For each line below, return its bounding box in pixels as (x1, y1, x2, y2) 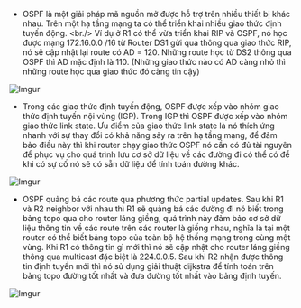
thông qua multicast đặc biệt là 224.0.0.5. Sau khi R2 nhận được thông (22, 251, 284, 262)
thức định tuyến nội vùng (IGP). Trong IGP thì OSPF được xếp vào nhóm (22, 111, 288, 121)
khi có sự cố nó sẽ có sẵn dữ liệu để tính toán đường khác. (22, 159, 240, 169)
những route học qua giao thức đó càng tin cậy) (22, 66, 200, 77)
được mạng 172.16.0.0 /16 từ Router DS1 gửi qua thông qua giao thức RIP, (22, 37, 292, 48)
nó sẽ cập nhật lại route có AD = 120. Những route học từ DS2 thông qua (22, 47, 292, 58)
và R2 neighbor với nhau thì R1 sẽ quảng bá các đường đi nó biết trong (22, 203, 284, 214)
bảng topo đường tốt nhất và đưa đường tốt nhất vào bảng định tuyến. (22, 271, 282, 281)
